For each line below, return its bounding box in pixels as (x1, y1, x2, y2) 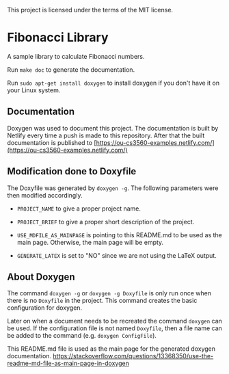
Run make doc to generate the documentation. (7, 65, 135, 74)
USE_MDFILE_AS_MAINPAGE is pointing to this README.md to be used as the (16, 230, 222, 239)
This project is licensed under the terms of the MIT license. (7, 6, 173, 14)
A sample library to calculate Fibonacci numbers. (7, 52, 145, 60)
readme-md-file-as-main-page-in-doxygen (7, 359, 130, 368)
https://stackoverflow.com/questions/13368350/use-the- (53, 352, 214, 360)
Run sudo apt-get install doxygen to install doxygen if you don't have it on (7, 79, 220, 87)
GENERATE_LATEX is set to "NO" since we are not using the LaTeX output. (16, 251, 217, 259)
